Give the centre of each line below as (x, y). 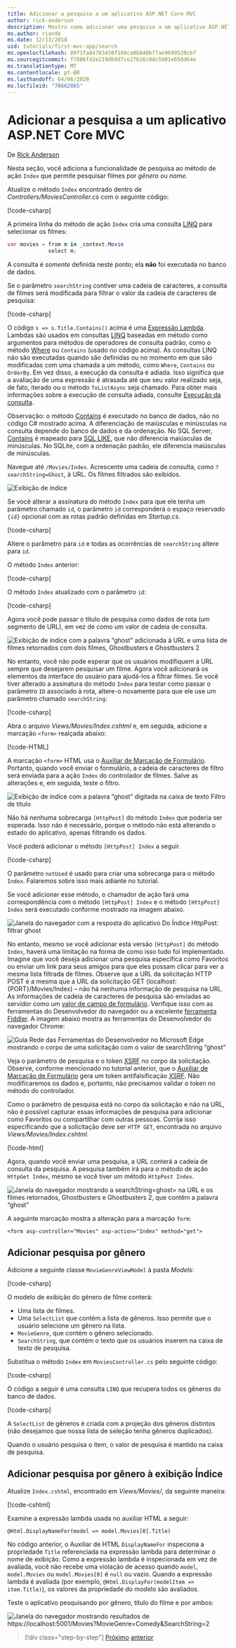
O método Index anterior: (43, 564)
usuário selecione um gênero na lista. (72, 1326)
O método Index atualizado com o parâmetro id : (77, 591)
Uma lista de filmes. (46, 1310)
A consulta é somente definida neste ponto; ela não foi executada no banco (117, 264)
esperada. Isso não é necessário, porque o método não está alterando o (112, 825)
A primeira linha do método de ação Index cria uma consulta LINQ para (110, 224)
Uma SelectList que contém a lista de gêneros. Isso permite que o (114, 1318)
